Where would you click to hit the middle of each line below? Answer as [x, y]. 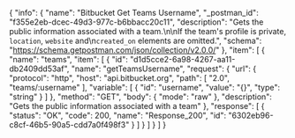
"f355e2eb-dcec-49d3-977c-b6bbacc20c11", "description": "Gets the [136, 22]
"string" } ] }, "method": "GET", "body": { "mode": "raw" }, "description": [140, 97]
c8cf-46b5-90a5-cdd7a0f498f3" [69, 125]
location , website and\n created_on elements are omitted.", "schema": [136, 40]
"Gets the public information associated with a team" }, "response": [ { [137, 106]
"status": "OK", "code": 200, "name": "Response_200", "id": [118, 115]
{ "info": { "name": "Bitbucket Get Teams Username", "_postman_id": [134, 13]
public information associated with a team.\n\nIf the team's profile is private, [148, 31]
